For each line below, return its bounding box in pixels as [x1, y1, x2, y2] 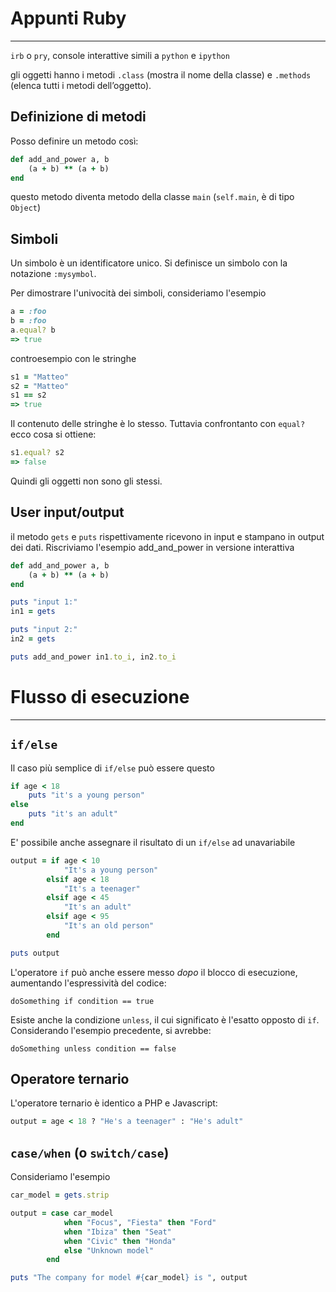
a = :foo [10, 307, 47, 317]
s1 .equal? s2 [10, 448, 65, 458]
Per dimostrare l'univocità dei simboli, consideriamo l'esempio [10, 287, 267, 299]
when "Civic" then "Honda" [63, 1236, 177, 1246]
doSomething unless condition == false [10, 1043, 177, 1054]
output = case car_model [10, 1208, 114, 1218]
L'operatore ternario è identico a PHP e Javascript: [10, 1097, 218, 1109]
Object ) [10, 202, 42, 214]
